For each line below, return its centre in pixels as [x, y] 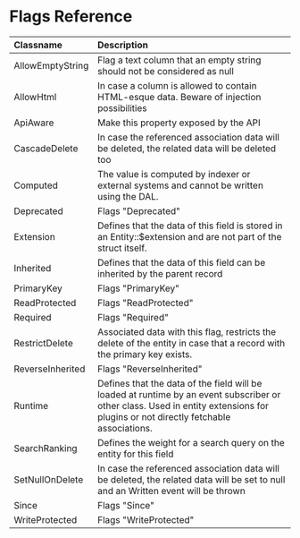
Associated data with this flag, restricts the [187, 331]
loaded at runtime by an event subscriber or [189, 394]
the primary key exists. [145, 354]
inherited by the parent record [160, 273]
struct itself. [122, 248]
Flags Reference [71, 17]
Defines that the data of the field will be [179, 383]
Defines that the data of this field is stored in [190, 226]
